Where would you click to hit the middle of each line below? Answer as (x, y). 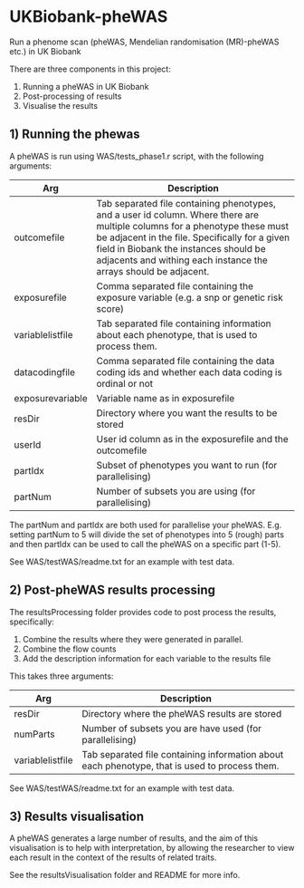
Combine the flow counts (69, 649)
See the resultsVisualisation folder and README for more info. (125, 875)
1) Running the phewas (75, 135)
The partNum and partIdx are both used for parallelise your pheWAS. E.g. (146, 525)
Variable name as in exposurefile (166, 398)
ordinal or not (125, 383)
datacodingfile (44, 372)
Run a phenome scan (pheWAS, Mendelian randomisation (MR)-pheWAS (144, 42)
